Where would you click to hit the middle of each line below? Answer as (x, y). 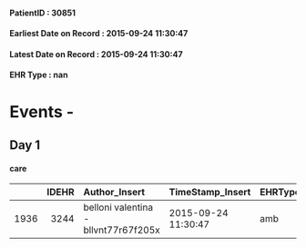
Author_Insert (114, 193)
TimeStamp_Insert (210, 193)
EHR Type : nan (39, 75)
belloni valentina (118, 207)
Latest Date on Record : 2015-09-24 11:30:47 (97, 54)
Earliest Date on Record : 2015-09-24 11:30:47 (99, 34)
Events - (42, 111)
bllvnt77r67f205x (122, 230)
